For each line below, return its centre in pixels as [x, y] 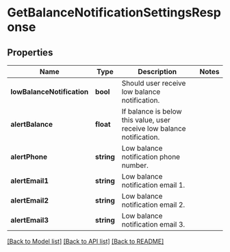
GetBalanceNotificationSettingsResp [114, 13]
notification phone [151, 157]
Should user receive [154, 83]
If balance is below [152, 111]
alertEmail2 [30, 200]
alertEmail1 [30, 181]
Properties [30, 52]
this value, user [146, 120]
